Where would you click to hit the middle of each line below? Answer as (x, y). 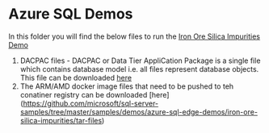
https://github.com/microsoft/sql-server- (91, 103)
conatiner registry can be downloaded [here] (95, 94)
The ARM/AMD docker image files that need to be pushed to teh (127, 86)
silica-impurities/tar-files (61, 120)
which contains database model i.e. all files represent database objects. (139, 69)
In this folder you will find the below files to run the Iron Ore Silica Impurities (134, 36)
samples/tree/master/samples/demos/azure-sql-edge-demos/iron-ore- (139, 112)
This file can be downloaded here (76, 77)
